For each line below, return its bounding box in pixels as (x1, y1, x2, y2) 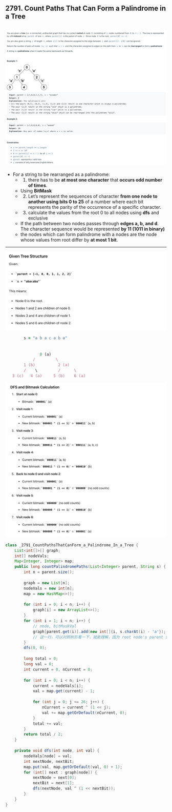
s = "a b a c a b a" (24, 335, 68, 341)
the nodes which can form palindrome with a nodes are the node (20, 231, 157, 237)
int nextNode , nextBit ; (24, 759, 74, 764)
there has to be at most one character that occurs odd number (28, 177, 163, 183)
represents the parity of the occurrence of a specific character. (28, 204, 161, 210)
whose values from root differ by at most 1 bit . (20, 237, 118, 243)
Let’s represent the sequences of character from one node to (28, 193, 158, 200)
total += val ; (32, 721, 63, 726)
